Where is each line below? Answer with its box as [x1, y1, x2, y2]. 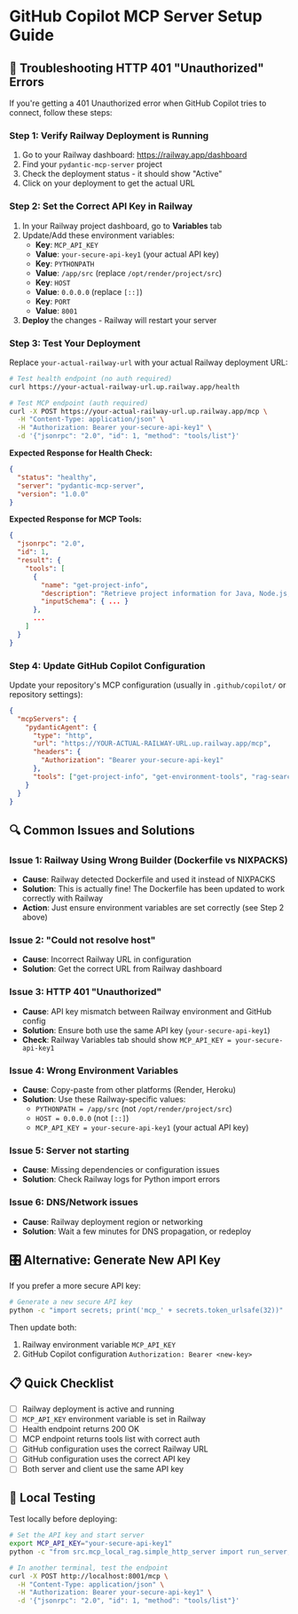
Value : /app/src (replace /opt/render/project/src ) [35, 267, 223, 278]
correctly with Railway [21, 893, 104, 903]
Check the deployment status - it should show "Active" [21, 169, 223, 179]
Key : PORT [35, 296, 71, 306]
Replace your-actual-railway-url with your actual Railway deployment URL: [9, 357, 288, 368]
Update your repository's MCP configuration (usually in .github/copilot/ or [9, 680, 286, 690]
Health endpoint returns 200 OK [21, 1424, 140, 1435]
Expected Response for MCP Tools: [9, 513, 142, 525]
